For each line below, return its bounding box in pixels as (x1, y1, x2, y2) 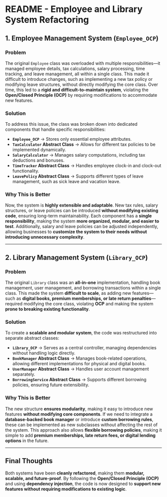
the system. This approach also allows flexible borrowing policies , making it (5, 427, 162, 433)
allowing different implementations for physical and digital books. (12, 361, 146, 367)
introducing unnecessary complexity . (5, 234, 84, 240)
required (5, 301, 23, 307)
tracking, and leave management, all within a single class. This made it (5, 71, 150, 77)
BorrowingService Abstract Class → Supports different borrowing (12, 377, 147, 383)
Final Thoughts (5, 457, 53, 465)
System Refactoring (5, 14, 89, 25)
